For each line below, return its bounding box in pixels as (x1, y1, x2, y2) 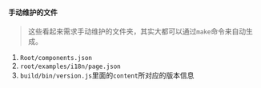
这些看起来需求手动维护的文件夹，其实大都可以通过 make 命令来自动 (27, 26, 247, 36)
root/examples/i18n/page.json (19, 62, 122, 71)
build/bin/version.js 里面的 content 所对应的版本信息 (19, 70, 195, 80)
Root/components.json (19, 54, 92, 62)
